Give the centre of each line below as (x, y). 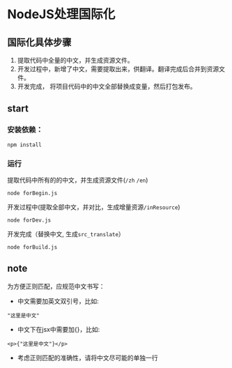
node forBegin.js (32, 193)
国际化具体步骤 (39, 42)
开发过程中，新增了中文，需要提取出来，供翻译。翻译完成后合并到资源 (118, 69)
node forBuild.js (32, 247)
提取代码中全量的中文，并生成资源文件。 (75, 60)
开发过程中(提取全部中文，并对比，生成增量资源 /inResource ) (94, 207)
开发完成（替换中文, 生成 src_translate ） (66, 233)
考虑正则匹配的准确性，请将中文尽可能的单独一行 (87, 358)
